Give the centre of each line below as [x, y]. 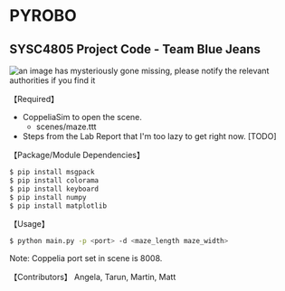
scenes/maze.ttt [66, 127]
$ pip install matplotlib [58, 206]
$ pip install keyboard [54, 189]
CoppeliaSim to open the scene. [82, 117]
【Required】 [34, 99]
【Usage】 [29, 224]
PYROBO [43, 16]
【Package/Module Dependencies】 [77, 155]
